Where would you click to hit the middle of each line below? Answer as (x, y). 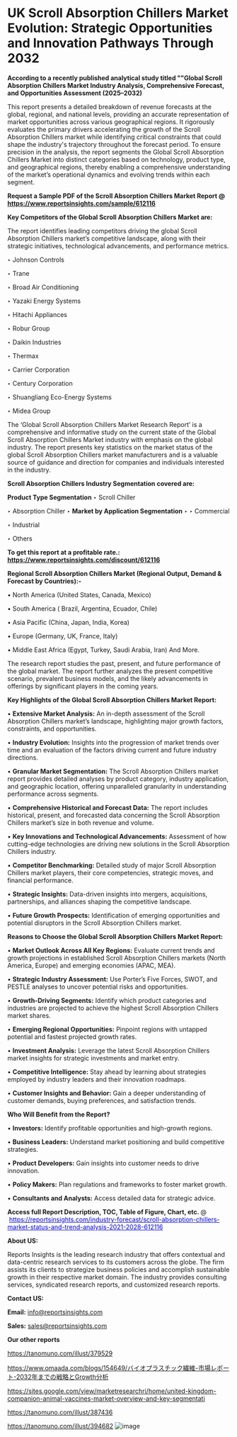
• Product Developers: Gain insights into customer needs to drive (103, 1163)
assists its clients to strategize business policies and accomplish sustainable (118, 1269)
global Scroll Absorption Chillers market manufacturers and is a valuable (112, 455)
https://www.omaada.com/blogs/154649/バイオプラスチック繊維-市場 (109, 1367)
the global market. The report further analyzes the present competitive (110, 671)
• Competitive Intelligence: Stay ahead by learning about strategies (107, 1072)
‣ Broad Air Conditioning (43, 287)
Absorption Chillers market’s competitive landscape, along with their (107, 238)
